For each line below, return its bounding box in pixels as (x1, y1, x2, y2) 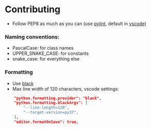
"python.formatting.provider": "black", (14, 96, 102, 101)
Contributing (5, 4, 61, 15)
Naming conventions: (5, 33, 60, 40)
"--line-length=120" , (23, 105, 70, 111)
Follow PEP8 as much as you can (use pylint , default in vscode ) (12, 20, 147, 27)
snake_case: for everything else (12, 56, 80, 62)
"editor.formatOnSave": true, (14, 119, 79, 124)
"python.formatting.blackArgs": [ (14, 100, 88, 105)
